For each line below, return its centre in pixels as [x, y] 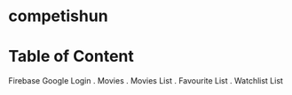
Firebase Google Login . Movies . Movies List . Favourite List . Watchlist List [146, 81]
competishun [58, 16]
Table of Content [71, 57]
